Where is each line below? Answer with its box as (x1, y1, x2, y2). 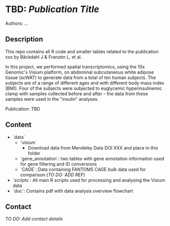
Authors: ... (5, 20, 28, 26)
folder (27, 150, 41, 156)
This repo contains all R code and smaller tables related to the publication (5, 48, 159, 54)
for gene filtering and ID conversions (20, 161, 97, 167)
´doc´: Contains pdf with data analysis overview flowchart (12, 187, 133, 194)
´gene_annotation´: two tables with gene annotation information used (20, 156, 164, 162)
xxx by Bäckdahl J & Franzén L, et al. (5, 54, 82, 60)
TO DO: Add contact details (5, 216, 63, 222)
